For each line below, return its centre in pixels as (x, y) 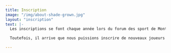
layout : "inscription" (29, 19)
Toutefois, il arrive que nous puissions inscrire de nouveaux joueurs (88, 38)
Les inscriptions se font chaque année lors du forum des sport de (83, 29)
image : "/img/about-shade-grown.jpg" (45, 15)
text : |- (15, 24)
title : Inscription (26, 10)
